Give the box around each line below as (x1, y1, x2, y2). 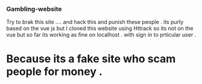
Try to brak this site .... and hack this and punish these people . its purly (6, 19, 184, 26)
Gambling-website (6, 5, 62, 13)
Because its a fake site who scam (6, 52, 176, 66)
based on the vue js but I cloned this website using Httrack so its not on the (6, 25, 194, 32)
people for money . (6, 65, 103, 79)
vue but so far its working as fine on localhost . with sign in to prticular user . (6, 31, 197, 38)
